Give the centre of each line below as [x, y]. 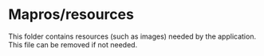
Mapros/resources [71, 15]
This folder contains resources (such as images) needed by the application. [132, 36]
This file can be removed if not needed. [73, 44]
